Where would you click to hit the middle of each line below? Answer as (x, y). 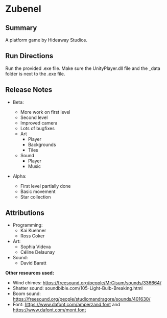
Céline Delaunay (38, 252)
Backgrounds (42, 144)
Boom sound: (27, 293)
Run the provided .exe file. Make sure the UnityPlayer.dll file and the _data (83, 68)
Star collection (35, 197)
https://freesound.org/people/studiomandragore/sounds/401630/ (81, 299)
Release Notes (29, 90)
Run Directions (29, 56)
